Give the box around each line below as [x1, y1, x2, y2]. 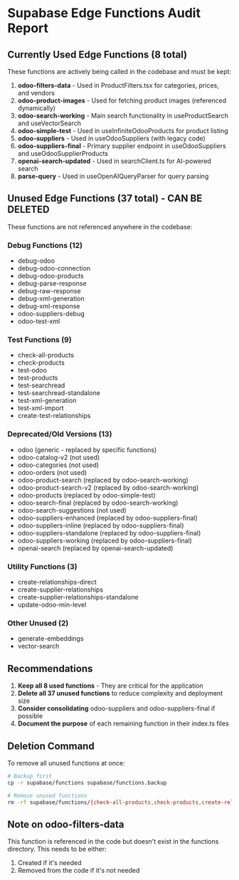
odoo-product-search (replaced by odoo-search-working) [17, 476, 188, 484]
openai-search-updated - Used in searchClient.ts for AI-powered [17, 157, 211, 165]
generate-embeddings [17, 634, 84, 643]
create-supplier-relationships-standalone [17, 593, 139, 601]
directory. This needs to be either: [7, 845, 107, 854]
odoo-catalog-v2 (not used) [17, 453, 100, 461]
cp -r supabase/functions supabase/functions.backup [7, 779, 167, 786]
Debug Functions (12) [7, 240, 83, 250]
